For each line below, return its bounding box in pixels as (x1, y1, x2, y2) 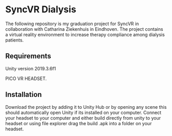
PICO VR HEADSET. (5, 75, 47, 82)
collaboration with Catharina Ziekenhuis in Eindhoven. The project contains (5, 26, 163, 32)
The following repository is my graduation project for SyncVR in (5, 21, 139, 27)
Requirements (5, 52, 51, 61)
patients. (5, 37, 24, 43)
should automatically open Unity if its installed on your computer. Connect (5, 109, 162, 115)
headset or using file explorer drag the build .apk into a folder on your (5, 120, 152, 126)
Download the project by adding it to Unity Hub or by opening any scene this (5, 104, 167, 110)
